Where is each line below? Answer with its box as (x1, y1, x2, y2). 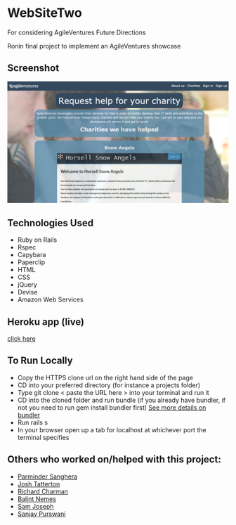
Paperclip (17, 258, 46, 266)
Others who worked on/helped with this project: (7, 453, 221, 465)
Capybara (17, 251, 46, 259)
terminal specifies (17, 433, 70, 441)
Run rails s (17, 418, 48, 427)
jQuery (17, 280, 37, 289)
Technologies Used (7, 216, 93, 229)
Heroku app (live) (7, 316, 85, 328)
